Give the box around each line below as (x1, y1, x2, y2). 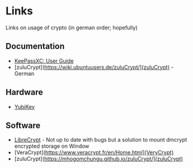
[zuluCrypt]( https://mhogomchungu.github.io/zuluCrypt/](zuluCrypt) (14, 155, 183, 163)
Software (5, 120, 41, 130)
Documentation (5, 41, 65, 51)
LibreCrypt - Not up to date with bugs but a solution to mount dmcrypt (14, 136, 188, 143)
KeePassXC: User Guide (14, 57, 74, 64)
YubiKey (14, 103, 35, 110)
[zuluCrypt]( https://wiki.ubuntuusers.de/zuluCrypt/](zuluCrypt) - (14, 63, 174, 71)
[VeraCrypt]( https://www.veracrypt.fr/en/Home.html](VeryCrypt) (14, 149, 174, 156)
